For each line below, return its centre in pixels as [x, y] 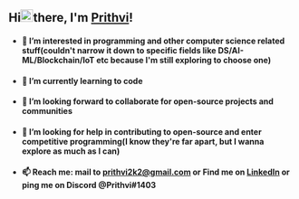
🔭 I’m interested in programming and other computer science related [153, 41]
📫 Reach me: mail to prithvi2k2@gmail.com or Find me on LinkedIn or [156, 172]
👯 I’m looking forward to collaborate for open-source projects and [147, 101]
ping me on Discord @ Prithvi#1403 [89, 185]
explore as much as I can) [71, 151]
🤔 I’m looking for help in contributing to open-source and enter [141, 131]
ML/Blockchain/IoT [58, 60]
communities [47, 111]
